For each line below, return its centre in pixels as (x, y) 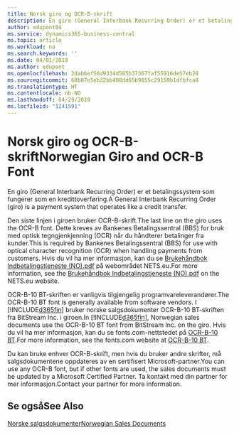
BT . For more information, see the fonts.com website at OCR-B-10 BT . (108, 340)
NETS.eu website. (33, 281)
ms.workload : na (31, 47)
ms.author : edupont (36, 67)
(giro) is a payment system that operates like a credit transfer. (97, 206)
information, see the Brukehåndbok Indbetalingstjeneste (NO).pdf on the (113, 273)
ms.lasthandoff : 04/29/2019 (49, 100)
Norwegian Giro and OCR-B (121, 157)
